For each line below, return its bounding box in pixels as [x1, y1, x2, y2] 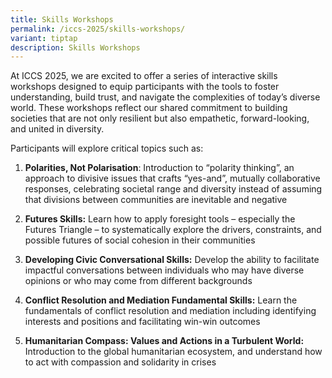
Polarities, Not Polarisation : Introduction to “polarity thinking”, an [24, 162, 295, 174]
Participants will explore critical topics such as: [10, 142, 204, 155]
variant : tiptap [10, 33, 78, 43]
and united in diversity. [10, 123, 105, 135]
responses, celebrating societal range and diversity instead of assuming [24, 183, 323, 195]
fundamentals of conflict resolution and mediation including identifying [24, 305, 317, 317]
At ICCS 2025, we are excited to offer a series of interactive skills [10, 70, 278, 82]
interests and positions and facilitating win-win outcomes [24, 316, 261, 328]
